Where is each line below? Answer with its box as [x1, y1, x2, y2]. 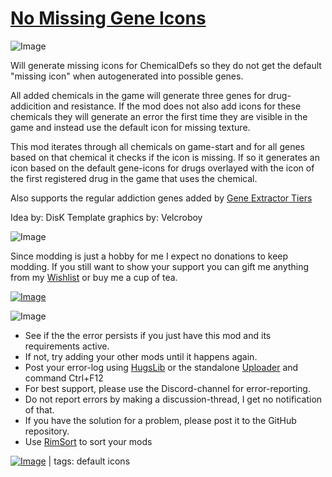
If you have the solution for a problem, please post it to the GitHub [24, 414, 297, 426]
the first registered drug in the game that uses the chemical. [10, 172, 258, 184]
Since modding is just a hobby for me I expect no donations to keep [10, 250, 289, 262]
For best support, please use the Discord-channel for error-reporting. [24, 382, 311, 394]
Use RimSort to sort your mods [24, 435, 153, 447]
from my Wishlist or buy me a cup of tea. [10, 271, 178, 283]
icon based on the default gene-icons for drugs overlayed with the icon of [10, 162, 315, 174]
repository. [24, 425, 70, 437]
